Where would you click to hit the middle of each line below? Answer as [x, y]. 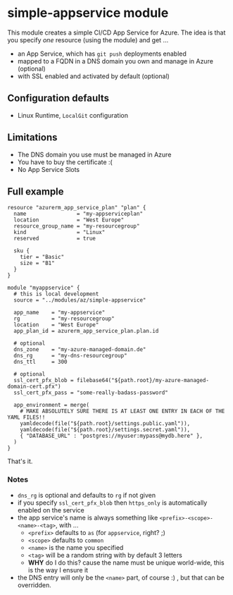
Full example [36, 191]
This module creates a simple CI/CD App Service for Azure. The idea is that [116, 32]
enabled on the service [51, 510]
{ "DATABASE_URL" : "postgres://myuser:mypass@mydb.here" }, [111, 436]
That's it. [20, 461]
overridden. [34, 585]
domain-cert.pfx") [34, 387]
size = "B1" [37, 263]
